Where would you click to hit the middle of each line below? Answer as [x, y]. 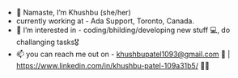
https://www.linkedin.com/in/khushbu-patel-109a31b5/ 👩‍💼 [113, 66]
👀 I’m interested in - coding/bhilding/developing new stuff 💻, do [123, 30]
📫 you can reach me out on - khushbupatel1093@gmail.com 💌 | [123, 54]
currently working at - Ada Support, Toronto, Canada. [105, 21]
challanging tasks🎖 [47, 42]
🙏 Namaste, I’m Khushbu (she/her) [73, 12]
